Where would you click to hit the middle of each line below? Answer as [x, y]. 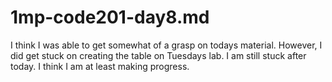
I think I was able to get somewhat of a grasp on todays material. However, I [166, 45]
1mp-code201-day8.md [110, 17]
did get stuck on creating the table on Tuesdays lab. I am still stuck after [158, 55]
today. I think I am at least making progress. [100, 66]
